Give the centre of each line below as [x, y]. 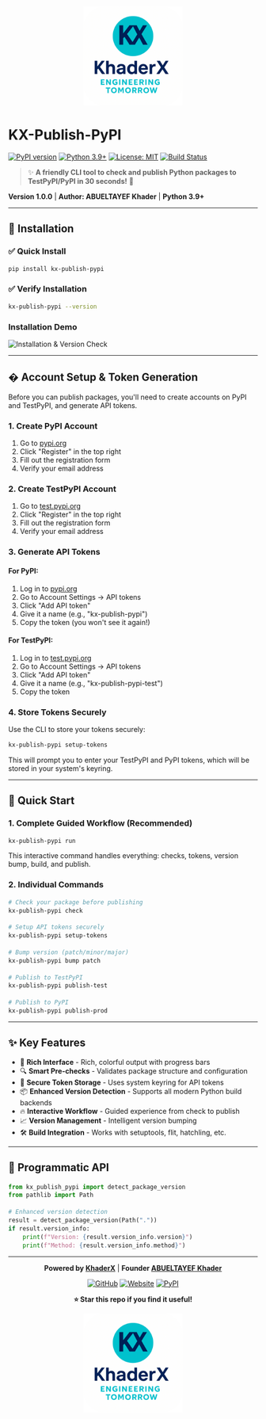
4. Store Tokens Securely [57, 712]
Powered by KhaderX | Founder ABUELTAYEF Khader [133, 1268]
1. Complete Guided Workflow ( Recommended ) [100, 823]
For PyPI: [23, 570]
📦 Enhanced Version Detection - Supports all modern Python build [131, 1091]
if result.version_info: [49, 1228]
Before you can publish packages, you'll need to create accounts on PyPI [127, 397]
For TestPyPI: [31, 640]
